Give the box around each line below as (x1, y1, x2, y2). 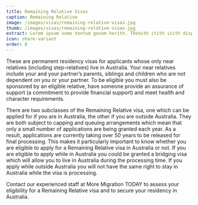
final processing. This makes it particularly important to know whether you (6, 138, 187, 145)
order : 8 (6, 42, 28, 48)
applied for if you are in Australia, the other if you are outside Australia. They (6, 113, 192, 120)
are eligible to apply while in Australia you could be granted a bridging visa (6, 150, 187, 157)
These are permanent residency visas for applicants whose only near (6, 57, 174, 65)
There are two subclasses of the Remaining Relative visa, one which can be (6, 107, 190, 114)
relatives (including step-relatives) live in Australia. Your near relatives (6, 64, 176, 71)
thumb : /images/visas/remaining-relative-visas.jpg (6, 25, 136, 31)
